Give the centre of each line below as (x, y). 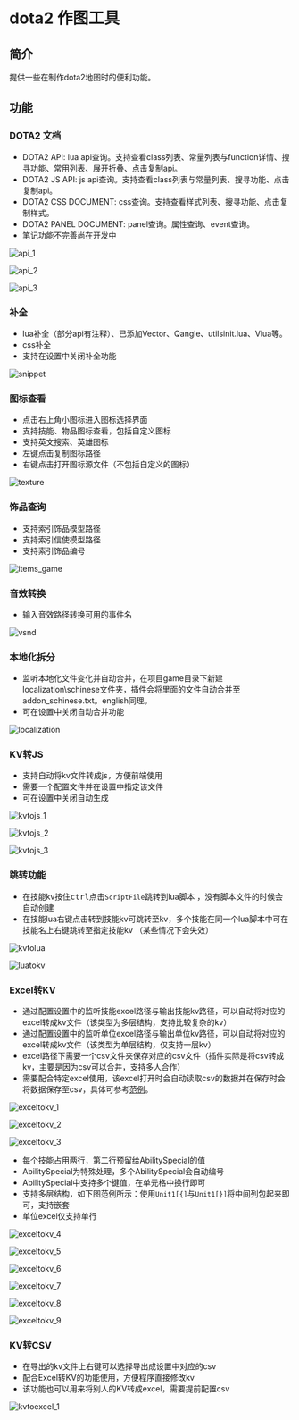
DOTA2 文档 (35, 136)
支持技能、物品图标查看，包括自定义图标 (96, 431)
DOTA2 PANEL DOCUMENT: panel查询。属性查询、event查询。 (138, 223)
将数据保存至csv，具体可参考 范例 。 (87, 1089)
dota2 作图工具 (65, 18)
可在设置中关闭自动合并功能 (73, 712)
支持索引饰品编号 (54, 550)
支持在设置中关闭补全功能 (69, 356)
